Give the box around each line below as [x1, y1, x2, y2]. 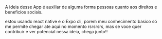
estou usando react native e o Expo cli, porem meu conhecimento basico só [5, 19, 157, 24]
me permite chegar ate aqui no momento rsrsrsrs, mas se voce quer [5, 24, 142, 29]
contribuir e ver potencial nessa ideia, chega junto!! [5, 29, 108, 34]
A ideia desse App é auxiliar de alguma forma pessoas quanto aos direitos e [5, 4, 157, 10]
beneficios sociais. [5, 9, 43, 15]
